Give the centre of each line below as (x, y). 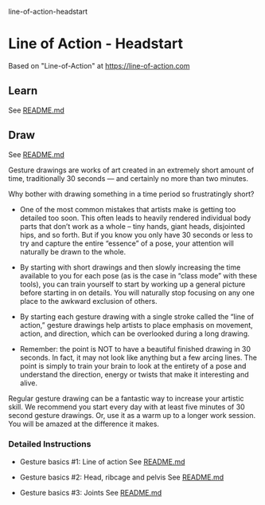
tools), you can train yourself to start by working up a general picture (132, 284)
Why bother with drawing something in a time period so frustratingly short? (131, 194)
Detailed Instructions (50, 444)
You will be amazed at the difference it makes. (84, 424)
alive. (29, 383)
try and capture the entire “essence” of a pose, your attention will (127, 243)
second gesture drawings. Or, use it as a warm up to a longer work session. (132, 415)
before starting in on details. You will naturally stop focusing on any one (137, 292)
